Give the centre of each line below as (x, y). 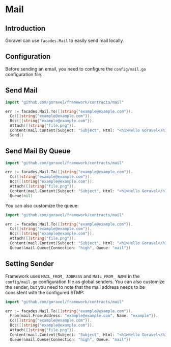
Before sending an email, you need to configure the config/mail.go (76, 69)
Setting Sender (30, 264)
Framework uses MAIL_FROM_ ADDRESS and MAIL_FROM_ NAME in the (73, 276)
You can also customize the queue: (42, 205)
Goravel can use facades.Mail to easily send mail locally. (65, 40)
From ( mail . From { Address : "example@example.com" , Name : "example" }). (84, 316)
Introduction (25, 28)
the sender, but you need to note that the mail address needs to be (75, 287)
